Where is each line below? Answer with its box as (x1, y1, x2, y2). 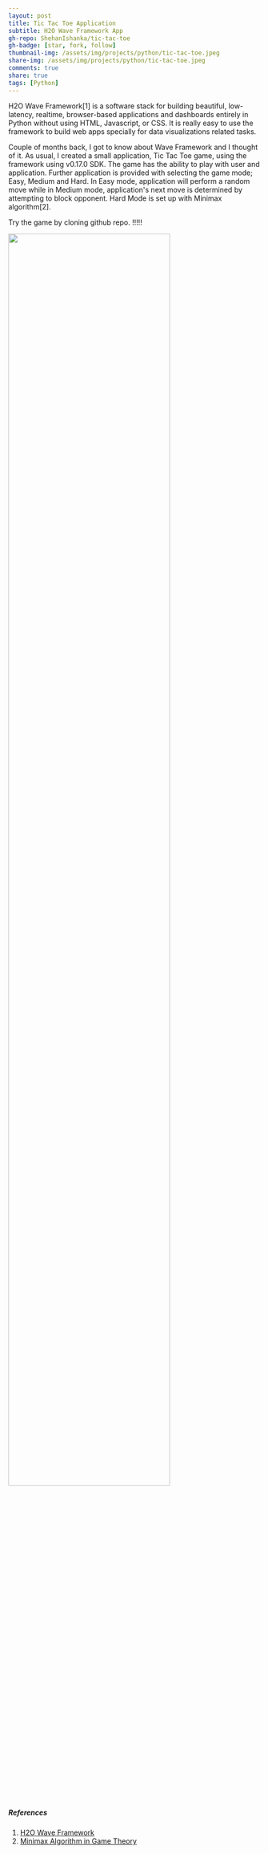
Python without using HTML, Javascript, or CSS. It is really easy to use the (8, 118, 254, 128)
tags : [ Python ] (8, 79, 59, 87)
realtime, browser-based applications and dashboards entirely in (35, 109, 249, 119)
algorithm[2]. (8, 201, 51, 211)
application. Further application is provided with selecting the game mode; (8, 168, 254, 177)
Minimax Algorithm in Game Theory (19, 1836, 138, 1846)
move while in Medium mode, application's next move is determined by (8, 185, 242, 194)
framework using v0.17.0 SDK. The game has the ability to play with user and (8, 159, 260, 169)
